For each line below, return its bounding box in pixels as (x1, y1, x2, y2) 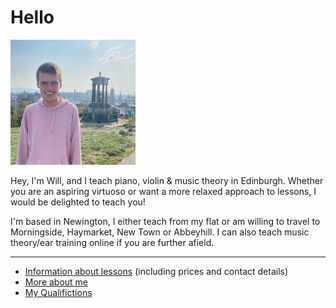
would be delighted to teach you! (10, 196, 146, 208)
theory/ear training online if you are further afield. (10, 236, 215, 248)
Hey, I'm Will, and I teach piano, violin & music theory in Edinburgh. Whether (10, 174, 324, 186)
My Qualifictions (24, 286, 93, 298)
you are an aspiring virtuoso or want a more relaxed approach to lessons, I (10, 185, 317, 197)
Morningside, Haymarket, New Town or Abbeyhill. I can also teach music (10, 226, 310, 238)
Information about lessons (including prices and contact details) (24, 265, 289, 277)
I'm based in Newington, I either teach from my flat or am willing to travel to (10, 215, 321, 227)
